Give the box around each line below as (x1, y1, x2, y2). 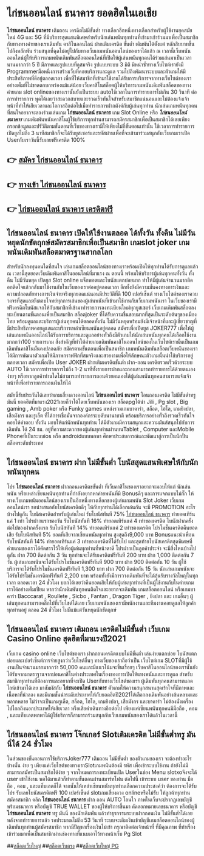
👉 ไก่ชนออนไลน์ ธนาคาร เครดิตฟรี (7, 204, 113, 214)
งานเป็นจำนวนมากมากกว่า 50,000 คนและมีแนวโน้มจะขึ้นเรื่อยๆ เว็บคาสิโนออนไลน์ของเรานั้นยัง (7, 663, 198, 670)
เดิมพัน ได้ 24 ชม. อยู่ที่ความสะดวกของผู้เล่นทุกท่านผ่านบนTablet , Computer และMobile (7, 425, 195, 433)
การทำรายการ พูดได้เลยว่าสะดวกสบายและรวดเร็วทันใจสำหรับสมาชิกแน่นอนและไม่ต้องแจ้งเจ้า (7, 95, 189, 102)
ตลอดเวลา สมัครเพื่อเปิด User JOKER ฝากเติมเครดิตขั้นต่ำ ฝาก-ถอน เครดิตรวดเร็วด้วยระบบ (7, 358, 193, 366)
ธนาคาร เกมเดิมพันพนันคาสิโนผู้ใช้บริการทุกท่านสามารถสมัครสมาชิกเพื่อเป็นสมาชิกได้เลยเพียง (7, 116, 190, 123)
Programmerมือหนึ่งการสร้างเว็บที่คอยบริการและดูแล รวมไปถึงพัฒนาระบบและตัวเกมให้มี (7, 68, 186, 75)
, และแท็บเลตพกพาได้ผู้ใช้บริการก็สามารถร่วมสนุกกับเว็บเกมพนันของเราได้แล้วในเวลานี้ (7, 711, 178, 719)
